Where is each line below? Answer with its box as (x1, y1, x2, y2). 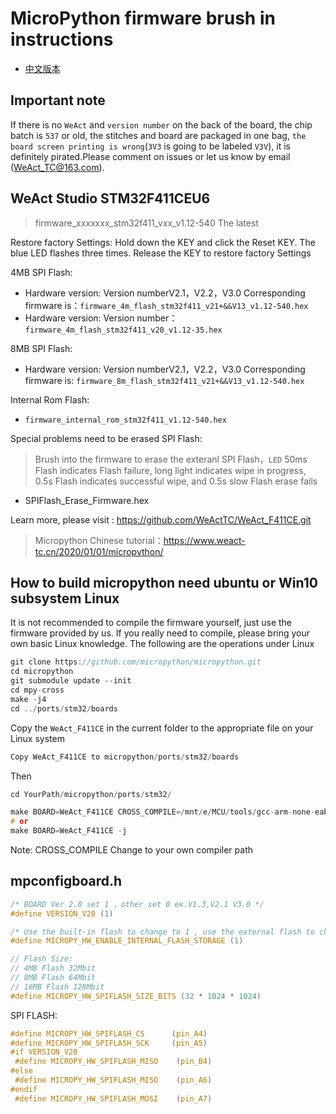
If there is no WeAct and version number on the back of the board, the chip (10, 118, 313, 131)
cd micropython (10, 667, 74, 677)
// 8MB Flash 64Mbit (10, 973, 97, 983)
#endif (10, 1084, 38, 1094)
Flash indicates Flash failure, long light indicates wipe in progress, (34, 464, 307, 476)
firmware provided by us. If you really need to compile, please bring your (10, 627, 311, 639)
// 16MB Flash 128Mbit (10, 982, 105, 992)
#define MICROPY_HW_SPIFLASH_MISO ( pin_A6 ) (14, 1075, 213, 1086)
